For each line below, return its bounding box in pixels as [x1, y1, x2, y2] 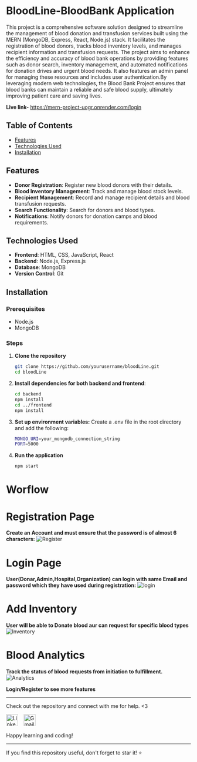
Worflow [6, 483, 49, 496]
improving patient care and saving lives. [6, 92, 103, 99]
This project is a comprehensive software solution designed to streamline [6, 24, 184, 31]
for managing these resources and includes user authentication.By [6, 73, 167, 80]
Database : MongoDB [14, 264, 66, 271]
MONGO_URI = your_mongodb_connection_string [14, 436, 120, 442]
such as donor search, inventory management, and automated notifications [6, 61, 188, 68]
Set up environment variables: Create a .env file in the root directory [14, 418, 182, 425]
